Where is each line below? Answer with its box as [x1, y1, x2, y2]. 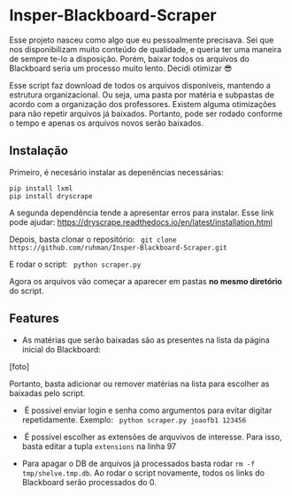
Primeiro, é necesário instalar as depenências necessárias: [9, 167, 224, 177]
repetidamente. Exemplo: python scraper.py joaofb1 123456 [21, 414, 247, 425]
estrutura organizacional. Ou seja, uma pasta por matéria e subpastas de [9, 89, 274, 100]
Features [9, 311, 59, 326]
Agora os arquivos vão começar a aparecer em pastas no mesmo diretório [9, 275, 283, 286]
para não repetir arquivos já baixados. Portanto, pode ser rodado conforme [9, 108, 283, 119]
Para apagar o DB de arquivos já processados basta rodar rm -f [21, 458, 255, 469]
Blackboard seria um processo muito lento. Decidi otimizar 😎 [9, 63, 233, 74]
